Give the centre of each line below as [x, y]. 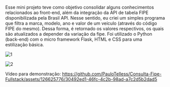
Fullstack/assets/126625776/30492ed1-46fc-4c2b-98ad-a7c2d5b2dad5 [81, 79]
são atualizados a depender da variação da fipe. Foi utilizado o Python [79, 34]
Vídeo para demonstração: [33, 74]
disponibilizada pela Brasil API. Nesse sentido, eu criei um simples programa [85, 18]
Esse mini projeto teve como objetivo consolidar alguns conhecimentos [80, 7]
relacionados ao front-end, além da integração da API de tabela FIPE [77, 13]
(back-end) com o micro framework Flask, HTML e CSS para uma [74, 39]
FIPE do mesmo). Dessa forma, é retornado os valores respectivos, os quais [84, 29]
